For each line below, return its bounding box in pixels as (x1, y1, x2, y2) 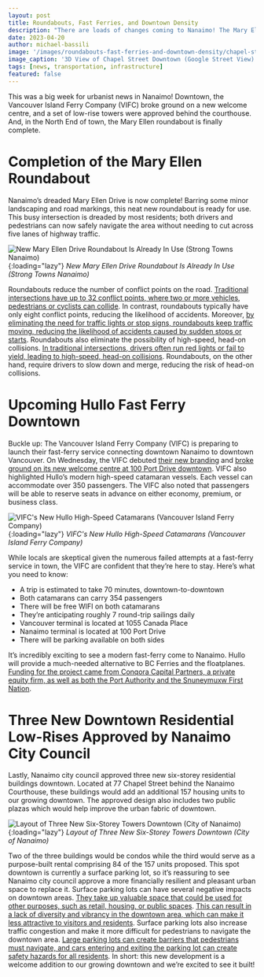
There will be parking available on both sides (19, 635, 165, 644)
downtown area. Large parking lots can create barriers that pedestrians (8, 934, 240, 945)
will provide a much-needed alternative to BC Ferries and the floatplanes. (8, 658, 246, 668)
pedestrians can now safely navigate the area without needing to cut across (8, 220, 254, 230)
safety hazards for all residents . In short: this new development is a (8, 952, 225, 961)
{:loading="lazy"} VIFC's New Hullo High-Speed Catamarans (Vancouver (8, 529, 246, 538)
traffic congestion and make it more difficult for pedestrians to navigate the (8, 927, 251, 936)
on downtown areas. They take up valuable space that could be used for (8, 893, 243, 902)
